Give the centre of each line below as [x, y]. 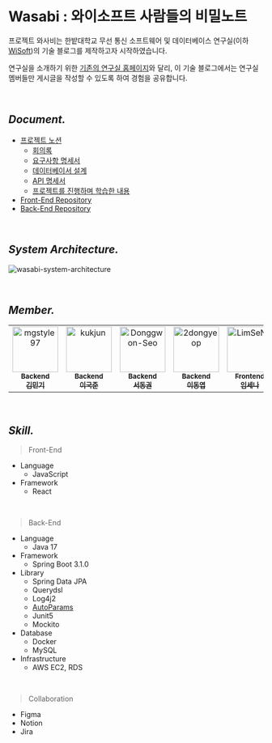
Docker [44, 642]
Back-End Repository [55, 208]
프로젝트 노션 [41, 140]
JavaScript [50, 474]
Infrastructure [43, 659]
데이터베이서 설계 [59, 170]
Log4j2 [44, 599]
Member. [32, 310]
